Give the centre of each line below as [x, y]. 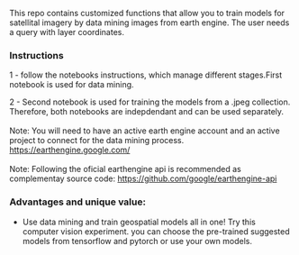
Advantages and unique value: [78, 202]
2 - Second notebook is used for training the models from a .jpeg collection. [150, 102]
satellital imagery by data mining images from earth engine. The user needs [149, 23]
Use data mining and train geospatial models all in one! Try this [139, 222]
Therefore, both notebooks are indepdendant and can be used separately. [147, 112]
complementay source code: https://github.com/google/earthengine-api [143, 178]
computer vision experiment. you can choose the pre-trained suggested [156, 231]
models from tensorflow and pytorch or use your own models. [137, 241]
